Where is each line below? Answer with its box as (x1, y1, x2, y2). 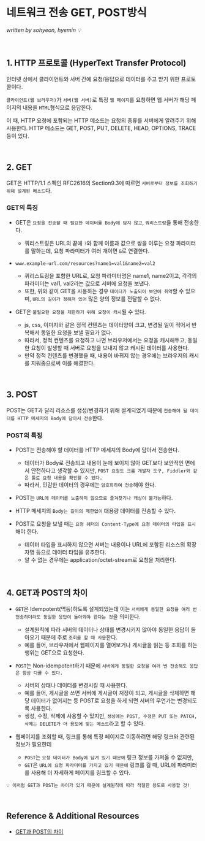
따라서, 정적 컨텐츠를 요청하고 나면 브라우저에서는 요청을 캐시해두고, (24, 336, 187, 344)
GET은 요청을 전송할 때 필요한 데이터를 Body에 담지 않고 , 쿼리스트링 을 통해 (15, 218, 183, 226)
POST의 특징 (6, 431, 43, 439)
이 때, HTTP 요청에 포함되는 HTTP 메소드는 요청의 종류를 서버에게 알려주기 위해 (6, 117, 196, 124)
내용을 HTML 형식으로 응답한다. (22, 104, 93, 111)
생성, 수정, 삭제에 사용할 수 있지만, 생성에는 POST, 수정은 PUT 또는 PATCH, (24, 712, 198, 720)
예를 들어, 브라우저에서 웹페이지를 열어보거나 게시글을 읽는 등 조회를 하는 (24, 641, 198, 648)
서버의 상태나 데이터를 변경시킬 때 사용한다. (24, 682, 128, 689)
